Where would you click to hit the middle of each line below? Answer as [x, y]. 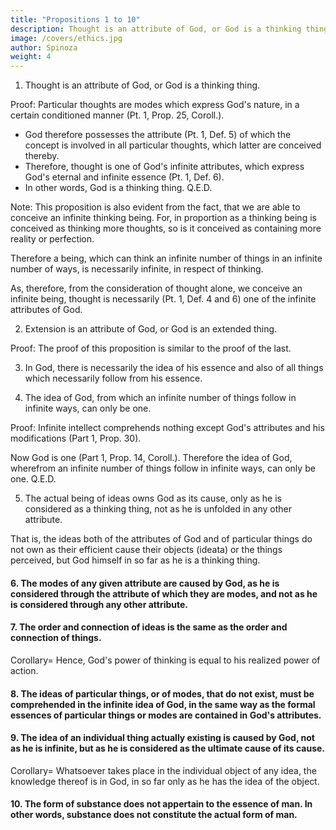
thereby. [42, 156]
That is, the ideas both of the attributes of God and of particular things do [161, 539]
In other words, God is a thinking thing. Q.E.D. [118, 188]
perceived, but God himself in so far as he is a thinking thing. [135, 560]
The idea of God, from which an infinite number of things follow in [160, 398]
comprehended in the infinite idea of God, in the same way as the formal [163, 704]
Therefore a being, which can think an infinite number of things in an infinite [166, 258]
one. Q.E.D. [33, 479]
